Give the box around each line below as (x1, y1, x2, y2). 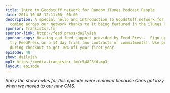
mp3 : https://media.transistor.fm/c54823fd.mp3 (5, 59, 108, 64)
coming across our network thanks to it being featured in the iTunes (10, 21, 162, 27)
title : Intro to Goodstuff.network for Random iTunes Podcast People (5, 7, 155, 13)
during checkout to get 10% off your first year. (10, 45, 116, 50)
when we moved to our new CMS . (5, 83, 76, 89)
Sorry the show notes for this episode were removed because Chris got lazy (5, 78, 164, 84)
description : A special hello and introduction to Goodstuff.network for (5, 17, 164, 22)
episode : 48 (5, 50, 30, 55)
